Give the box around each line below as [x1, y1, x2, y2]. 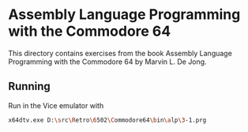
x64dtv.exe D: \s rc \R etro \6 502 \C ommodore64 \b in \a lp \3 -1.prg [8, 116, 207, 124]
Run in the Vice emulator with [8, 100, 104, 110]
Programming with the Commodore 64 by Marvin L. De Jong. [8, 57, 207, 66]
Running [8, 80, 51, 93]
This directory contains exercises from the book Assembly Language [8, 48, 233, 58]
